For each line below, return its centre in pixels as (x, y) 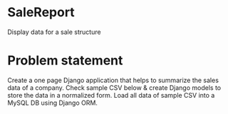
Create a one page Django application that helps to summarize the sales (113, 80)
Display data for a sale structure (54, 32)
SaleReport (41, 12)
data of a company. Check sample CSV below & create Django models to (114, 87)
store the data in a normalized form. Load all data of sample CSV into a (111, 95)
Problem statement (65, 61)
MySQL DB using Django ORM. (53, 103)
